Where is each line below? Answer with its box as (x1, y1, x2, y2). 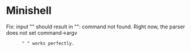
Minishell (6, 4, 52, 17)
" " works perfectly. (21, 40, 75, 46)
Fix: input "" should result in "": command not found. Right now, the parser (6, 23, 186, 30)
